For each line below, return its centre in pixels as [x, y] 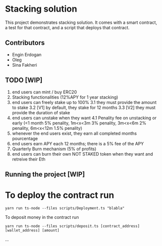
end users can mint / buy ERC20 [44, 92]
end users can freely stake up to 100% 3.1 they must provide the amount [84, 102]
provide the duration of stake [41, 112]
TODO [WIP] [24, 80]
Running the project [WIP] [45, 174]
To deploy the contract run [60, 195]
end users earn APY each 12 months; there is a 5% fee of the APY [78, 143]
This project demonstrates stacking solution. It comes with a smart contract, [81, 22]
